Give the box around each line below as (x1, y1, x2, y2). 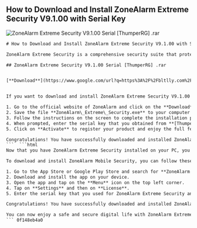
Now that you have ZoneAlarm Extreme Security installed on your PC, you (6, 147, 191, 153)
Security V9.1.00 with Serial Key (6, 14, 126, 24)
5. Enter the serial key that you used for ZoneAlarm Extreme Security (6, 190, 185, 196)
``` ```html (6, 142, 38, 148)
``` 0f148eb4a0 (6, 217, 43, 223)
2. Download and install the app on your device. (6, 174, 130, 180)
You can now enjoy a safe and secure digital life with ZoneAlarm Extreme (6, 212, 193, 218)
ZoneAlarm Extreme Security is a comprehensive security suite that (6, 51, 177, 58)
